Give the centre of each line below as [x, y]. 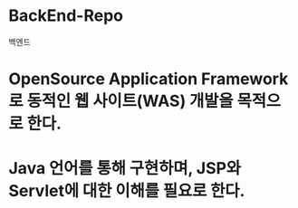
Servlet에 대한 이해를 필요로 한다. [127, 191]
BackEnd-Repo [66, 16]
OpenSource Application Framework [149, 79]
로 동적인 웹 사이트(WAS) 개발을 [121, 101]
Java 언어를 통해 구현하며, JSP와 [125, 169]
